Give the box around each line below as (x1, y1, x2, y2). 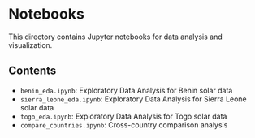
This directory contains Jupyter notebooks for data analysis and (8, 32, 223, 41)
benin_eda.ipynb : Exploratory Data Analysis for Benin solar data (19, 85, 233, 95)
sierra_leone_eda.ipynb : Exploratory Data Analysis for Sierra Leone (19, 94, 247, 104)
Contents (8, 64, 57, 78)
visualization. (8, 40, 53, 50)
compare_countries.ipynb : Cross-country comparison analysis (19, 119, 228, 130)
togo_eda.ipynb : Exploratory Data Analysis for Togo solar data (19, 111, 227, 121)
